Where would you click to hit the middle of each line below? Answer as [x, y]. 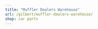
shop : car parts [22, 19]
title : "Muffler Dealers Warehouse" [42, 10]
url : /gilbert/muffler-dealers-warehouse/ [49, 14]
